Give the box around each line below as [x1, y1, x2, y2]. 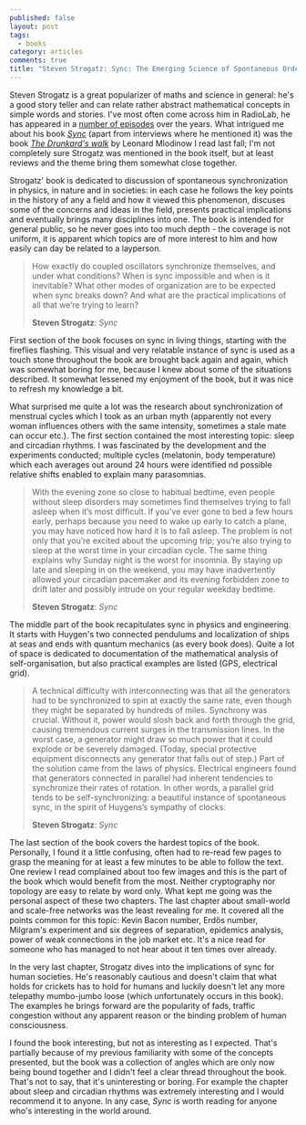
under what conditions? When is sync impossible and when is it [31, 270, 270, 281]
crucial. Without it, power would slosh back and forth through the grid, [31, 714, 296, 725]
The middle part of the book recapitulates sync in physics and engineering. [9, 618, 291, 630]
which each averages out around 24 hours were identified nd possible [9, 458, 272, 470]
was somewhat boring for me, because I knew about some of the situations [9, 363, 292, 374]
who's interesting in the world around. [9, 1105, 152, 1116]
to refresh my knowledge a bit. [9, 383, 125, 394]
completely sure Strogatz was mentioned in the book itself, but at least [9, 147, 274, 158]
